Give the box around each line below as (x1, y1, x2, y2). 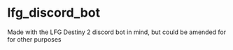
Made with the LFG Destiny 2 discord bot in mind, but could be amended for (7, 28, 227, 36)
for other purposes (7, 35, 62, 43)
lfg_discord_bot (7, 5, 100, 21)
